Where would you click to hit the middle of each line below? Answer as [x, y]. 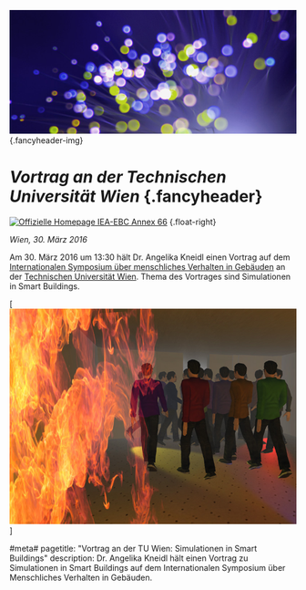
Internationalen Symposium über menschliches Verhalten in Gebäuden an [148, 266]
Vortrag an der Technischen [118, 177]
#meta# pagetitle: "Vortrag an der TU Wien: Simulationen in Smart [133, 548]
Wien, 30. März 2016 [49, 239]
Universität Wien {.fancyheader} [136, 197]
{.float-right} [193, 222]
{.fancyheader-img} [46, 140]
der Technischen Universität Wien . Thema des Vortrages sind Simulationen [150, 276]
